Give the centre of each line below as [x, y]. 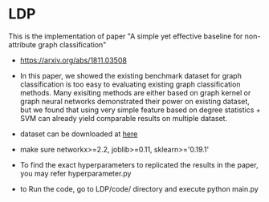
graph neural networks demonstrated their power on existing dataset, [135, 101]
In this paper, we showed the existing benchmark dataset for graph [131, 75]
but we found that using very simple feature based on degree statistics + [140, 110]
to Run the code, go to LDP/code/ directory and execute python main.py [139, 188]
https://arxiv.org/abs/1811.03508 [73, 60]
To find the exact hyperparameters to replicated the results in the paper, [139, 164]
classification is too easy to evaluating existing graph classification [130, 84]
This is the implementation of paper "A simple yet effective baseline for [126, 36]
